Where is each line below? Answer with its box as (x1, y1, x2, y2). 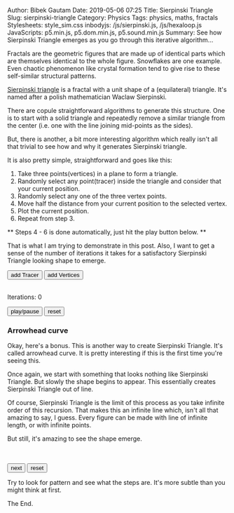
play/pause (11, 308, 40, 315)
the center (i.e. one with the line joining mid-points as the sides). (7, 121, 193, 129)
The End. (7, 500, 34, 508)
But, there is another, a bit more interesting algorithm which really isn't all (7, 135, 219, 143)
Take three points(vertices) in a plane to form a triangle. (17, 170, 179, 178)
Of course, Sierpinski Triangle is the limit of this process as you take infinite (7, 399, 225, 407)
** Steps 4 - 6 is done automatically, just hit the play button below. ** (7, 228, 207, 236)
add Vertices (47, 272, 81, 279)
